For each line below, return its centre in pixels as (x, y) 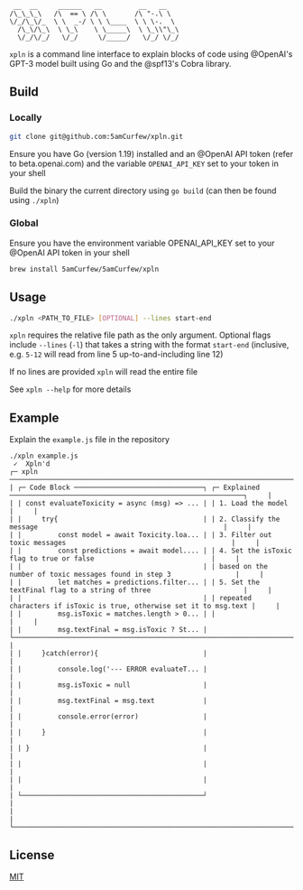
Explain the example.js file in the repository (89, 440)
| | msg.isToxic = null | (108, 685)
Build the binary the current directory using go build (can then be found (143, 190)
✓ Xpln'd (32, 464)
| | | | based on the (139, 567)
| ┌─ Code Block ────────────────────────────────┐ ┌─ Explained (134, 488)
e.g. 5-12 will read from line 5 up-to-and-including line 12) (116, 355)
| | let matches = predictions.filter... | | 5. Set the (134, 583)
